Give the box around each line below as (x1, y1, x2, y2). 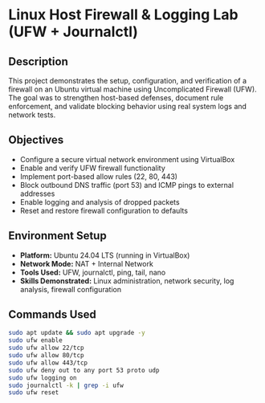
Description (8, 55, 68, 68)
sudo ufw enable (8, 336, 63, 344)
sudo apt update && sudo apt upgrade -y (8, 329, 146, 337)
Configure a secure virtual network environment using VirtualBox (19, 154, 235, 164)
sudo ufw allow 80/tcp (8, 352, 84, 360)
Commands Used (8, 307, 96, 322)
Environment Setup (8, 229, 107, 242)
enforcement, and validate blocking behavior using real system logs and (8, 102, 247, 111)
